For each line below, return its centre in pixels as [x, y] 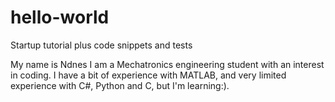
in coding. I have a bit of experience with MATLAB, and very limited [148, 75]
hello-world [60, 17]
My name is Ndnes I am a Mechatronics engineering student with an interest [167, 64]
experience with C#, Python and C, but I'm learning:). [120, 85]
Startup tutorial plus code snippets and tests [101, 45]
